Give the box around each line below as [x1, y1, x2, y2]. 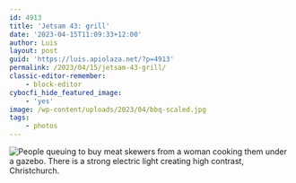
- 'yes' [25, 96, 54, 106]
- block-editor [25, 80, 83, 89]
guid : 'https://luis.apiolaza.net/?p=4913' [9, 55, 175, 64]
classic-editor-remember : [9, 72, 106, 81]
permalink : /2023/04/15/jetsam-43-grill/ [9, 64, 167, 73]
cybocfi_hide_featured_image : [9, 88, 123, 97]
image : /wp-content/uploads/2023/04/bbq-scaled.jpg [9, 105, 206, 114]
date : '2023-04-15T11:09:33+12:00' [9, 30, 143, 39]
